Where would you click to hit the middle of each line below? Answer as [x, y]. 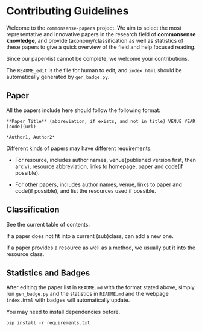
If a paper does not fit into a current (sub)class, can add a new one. [90, 236]
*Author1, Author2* [31, 137]
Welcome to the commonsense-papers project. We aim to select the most [94, 28]
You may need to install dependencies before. [63, 312]
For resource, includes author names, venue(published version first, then [106, 160]
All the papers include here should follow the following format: [84, 110]
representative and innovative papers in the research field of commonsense [101, 34]
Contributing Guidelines [68, 11]
